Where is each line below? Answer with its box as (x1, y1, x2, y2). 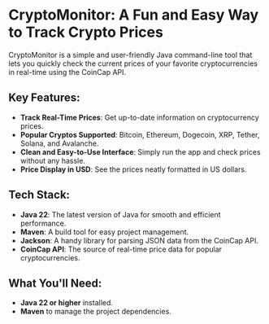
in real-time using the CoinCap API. (8, 67, 127, 77)
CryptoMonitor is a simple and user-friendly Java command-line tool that (8, 50, 253, 59)
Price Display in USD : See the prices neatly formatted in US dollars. (20, 164, 247, 174)
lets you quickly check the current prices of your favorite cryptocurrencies (8, 59, 258, 68)
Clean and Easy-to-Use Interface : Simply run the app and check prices (20, 147, 262, 156)
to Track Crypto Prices (8, 23, 164, 42)
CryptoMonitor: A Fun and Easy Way (8, 6, 259, 24)
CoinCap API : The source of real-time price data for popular (20, 244, 222, 254)
